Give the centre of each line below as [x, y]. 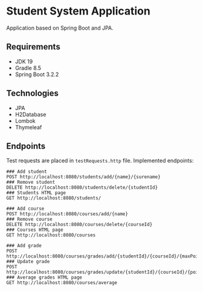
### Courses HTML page [35, 230]
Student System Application [79, 11]
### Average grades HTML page [44, 277]
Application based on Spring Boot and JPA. [60, 28]
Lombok [25, 121]
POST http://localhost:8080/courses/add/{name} [67, 214]
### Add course [25, 209]
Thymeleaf [28, 127]
